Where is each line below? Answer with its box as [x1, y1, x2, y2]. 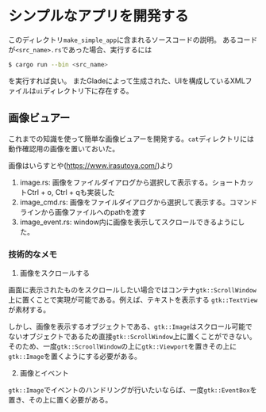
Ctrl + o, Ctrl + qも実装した [26, 187, 115, 196]
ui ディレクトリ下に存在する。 [36, 86, 133, 95]
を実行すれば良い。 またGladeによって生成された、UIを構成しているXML [8, 76, 246, 86]
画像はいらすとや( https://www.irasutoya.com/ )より [8, 160, 174, 170]
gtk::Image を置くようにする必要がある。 [8, 351, 141, 360]
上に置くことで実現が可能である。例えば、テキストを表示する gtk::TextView [8, 295, 258, 304]
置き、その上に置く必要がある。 [8, 395, 113, 404]
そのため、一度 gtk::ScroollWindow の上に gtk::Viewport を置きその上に [8, 341, 237, 351]
